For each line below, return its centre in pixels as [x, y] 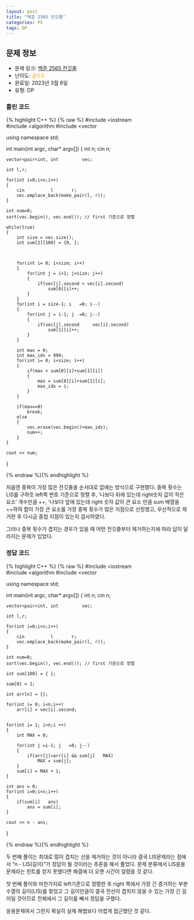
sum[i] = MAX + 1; [39, 771]
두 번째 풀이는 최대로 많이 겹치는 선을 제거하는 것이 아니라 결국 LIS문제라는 [91, 857]
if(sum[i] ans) [38, 802]
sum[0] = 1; [20, 684]
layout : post [22, 11]
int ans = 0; [22, 786]
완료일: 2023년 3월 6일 [41, 83]
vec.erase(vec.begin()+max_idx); [68, 427]
